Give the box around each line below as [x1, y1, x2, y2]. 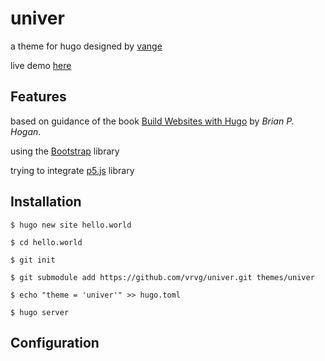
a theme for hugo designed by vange [10, 40, 163, 52]
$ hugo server [10, 307, 70, 317]
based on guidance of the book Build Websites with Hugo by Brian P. [10, 115, 295, 127]
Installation [10, 193, 82, 211]
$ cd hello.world [10, 237, 83, 247]
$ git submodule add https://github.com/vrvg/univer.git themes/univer [10, 272, 315, 282]
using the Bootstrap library [10, 145, 120, 157]
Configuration [10, 334, 100, 351]
